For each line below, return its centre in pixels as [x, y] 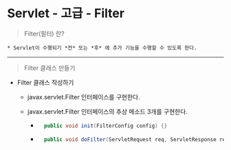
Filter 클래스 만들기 [49, 68]
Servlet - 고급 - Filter [66, 13]
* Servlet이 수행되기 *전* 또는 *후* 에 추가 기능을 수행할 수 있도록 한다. [102, 48]
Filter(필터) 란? [44, 34]
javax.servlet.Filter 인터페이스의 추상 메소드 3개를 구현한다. [107, 111]
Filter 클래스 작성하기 [45, 82]
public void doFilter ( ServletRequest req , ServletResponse [130, 139]
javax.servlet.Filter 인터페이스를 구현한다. [84, 97]
